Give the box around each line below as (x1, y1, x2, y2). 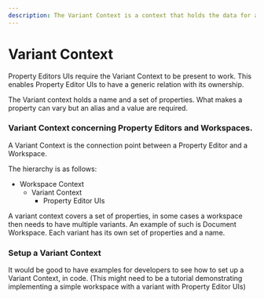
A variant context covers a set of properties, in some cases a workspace (8, 211, 243, 221)
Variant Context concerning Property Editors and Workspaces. (8, 122, 253, 133)
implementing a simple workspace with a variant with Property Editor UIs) (8, 282, 246, 291)
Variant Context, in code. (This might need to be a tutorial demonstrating (8, 274, 243, 283)
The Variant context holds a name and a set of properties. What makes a (8, 95, 243, 104)
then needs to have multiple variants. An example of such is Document (8, 219, 237, 228)
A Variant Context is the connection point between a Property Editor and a (8, 140, 248, 150)
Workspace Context (19, 179, 85, 188)
